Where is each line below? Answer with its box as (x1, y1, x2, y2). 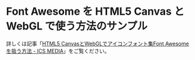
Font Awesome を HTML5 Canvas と (6, 5, 185, 18)
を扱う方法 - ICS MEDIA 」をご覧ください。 (6, 47, 110, 54)
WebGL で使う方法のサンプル (6, 19, 148, 33)
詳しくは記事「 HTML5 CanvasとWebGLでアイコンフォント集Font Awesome (6, 40, 189, 47)
